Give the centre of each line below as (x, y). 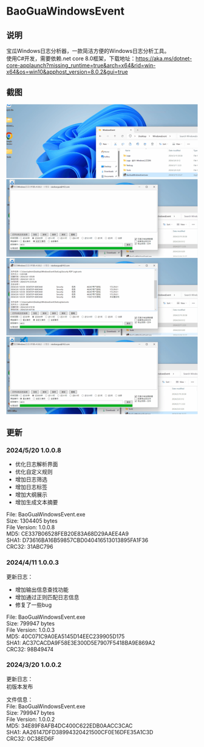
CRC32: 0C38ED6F (30, 738)
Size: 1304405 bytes (32, 521)
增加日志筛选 (31, 479)
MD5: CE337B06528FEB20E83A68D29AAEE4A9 (68, 534)
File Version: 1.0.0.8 (31, 527)
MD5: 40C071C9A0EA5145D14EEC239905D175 (66, 636)
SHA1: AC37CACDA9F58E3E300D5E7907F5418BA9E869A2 (81, 642)
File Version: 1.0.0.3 (31, 630)
